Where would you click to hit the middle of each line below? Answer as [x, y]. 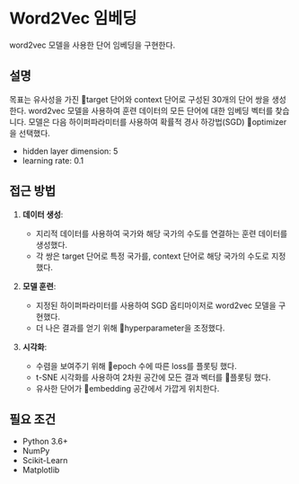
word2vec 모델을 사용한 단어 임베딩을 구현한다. [92, 45]
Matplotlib [41, 470]
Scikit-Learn [45, 461]
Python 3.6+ [45, 442]
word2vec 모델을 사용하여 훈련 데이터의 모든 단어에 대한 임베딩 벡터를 [151, 110]
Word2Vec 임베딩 [73, 18]
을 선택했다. [30, 133]
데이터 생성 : [43, 214]
